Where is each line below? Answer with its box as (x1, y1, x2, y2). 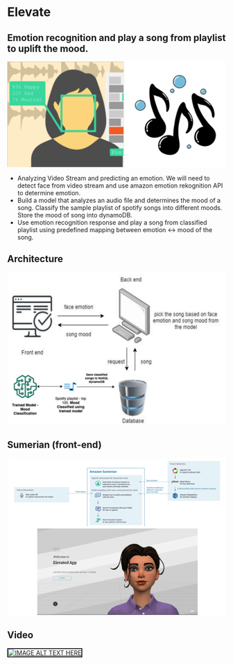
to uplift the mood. (7, 42, 89, 54)
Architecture (7, 253, 64, 265)
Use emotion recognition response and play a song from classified (17, 218, 207, 227)
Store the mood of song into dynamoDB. (17, 211, 133, 219)
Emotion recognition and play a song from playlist (7, 32, 226, 44)
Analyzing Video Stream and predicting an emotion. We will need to (17, 174, 210, 182)
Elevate (7, 4, 51, 20)
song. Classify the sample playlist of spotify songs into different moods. (17, 203, 223, 212)
